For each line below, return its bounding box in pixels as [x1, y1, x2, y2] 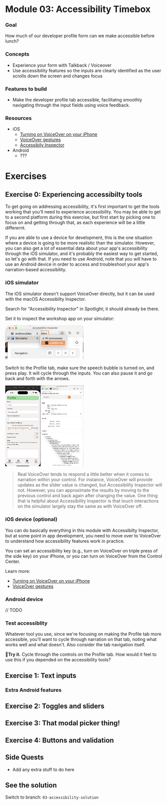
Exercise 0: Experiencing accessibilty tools [5, 190, 142, 199]
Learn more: [5, 568, 30, 574]
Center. [5, 558, 20, 564]
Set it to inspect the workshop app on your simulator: [5, 315, 114, 321]
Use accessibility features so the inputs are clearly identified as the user [12, 67, 161, 73]
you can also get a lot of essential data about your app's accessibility [5, 245, 147, 252]
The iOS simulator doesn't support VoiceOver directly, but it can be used [5, 290, 155, 297]
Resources [5, 114, 32, 122]
